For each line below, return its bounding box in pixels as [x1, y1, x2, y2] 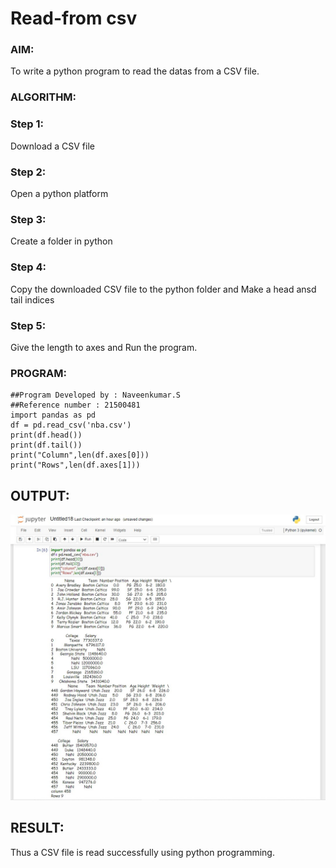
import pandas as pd [10, 410, 97, 421]
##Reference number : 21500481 [10, 400, 141, 411]
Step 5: [10, 318, 47, 332]
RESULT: [10, 820, 65, 837]
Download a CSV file [10, 140, 95, 152]
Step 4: [10, 260, 47, 274]
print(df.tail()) [10, 440, 83, 451]
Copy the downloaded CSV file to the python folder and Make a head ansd [10, 283, 317, 295]
